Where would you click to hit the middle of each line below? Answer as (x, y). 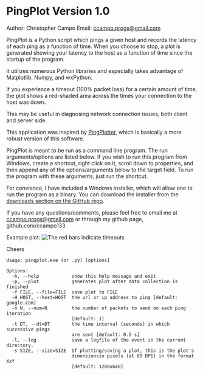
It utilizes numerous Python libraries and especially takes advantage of (95, 71)
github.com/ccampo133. (36, 225)
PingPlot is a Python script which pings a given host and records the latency (101, 40)
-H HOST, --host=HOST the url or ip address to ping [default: (95, 297)
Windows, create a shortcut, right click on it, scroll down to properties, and (100, 163)
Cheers (15, 249)
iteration (19, 313)
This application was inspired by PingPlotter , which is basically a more (94, 132)
